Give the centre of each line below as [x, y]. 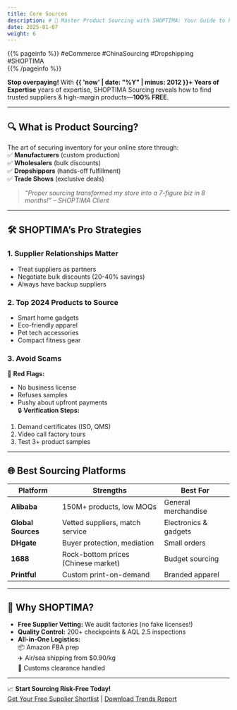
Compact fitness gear [49, 340]
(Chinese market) [91, 563]
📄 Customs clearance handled [61, 668]
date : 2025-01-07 [33, 27]
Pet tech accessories [48, 333]
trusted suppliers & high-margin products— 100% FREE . [88, 97]
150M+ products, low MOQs [110, 507]
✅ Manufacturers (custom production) [64, 155]
